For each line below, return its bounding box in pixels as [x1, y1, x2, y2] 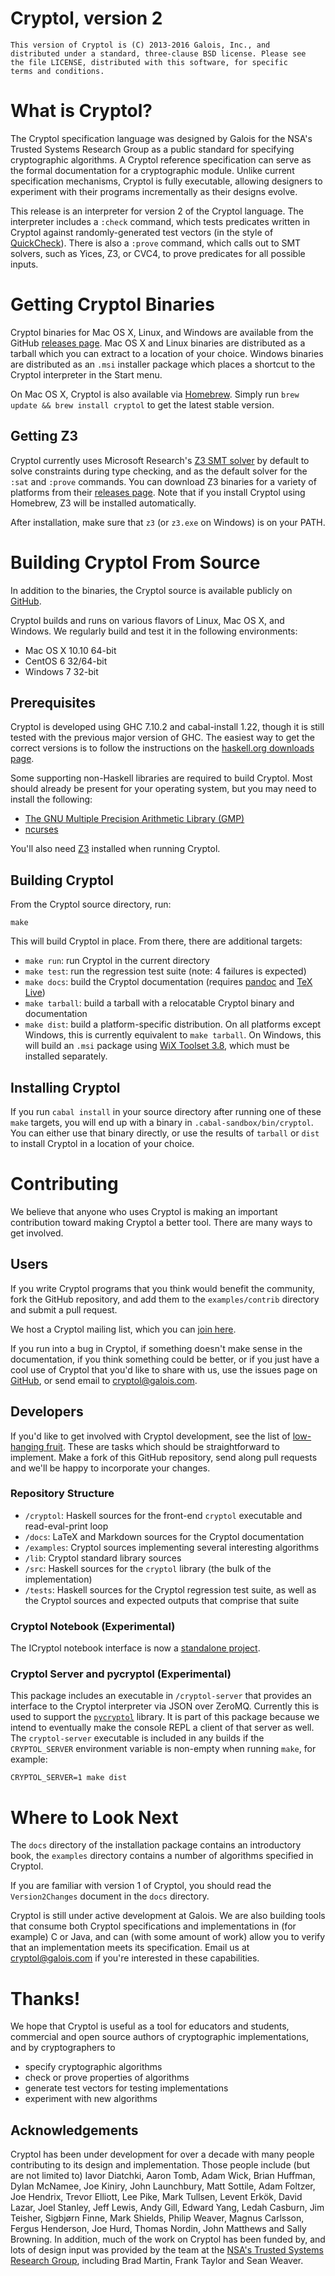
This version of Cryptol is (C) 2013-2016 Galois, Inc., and [10, 40, 271, 50]
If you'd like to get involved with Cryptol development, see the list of [10, 1430, 291, 1442]
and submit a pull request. [10, 1303, 118, 1316]
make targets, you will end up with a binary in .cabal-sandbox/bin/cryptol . [10, 1117, 314, 1128]
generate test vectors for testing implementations [24, 2082, 229, 2094]
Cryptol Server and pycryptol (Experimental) [10, 1667, 232, 1681]
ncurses [24, 823, 59, 836]
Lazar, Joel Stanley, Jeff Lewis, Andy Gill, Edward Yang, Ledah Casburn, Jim [10, 2202, 325, 2214]
